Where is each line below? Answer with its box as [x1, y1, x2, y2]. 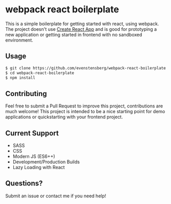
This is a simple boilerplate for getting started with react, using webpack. [5, 21, 159, 27]
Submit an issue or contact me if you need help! [5, 193, 106, 199]
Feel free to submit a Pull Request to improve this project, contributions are [5, 103, 163, 109]
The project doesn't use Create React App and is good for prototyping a [5, 26, 157, 32]
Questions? [5, 179, 43, 188]
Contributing [5, 89, 47, 98]
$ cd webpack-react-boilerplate [5, 70, 74, 76]
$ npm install [5, 75, 36, 80]
